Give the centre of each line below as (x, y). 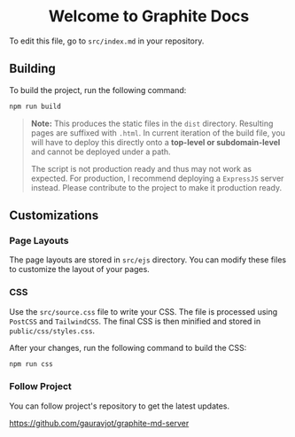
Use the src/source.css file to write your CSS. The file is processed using (144, 311)
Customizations (54, 216)
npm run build (35, 106)
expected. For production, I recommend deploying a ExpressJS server (157, 178)
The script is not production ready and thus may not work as (141, 168)
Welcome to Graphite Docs (149, 16)
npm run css (31, 364)
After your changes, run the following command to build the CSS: (128, 347)
